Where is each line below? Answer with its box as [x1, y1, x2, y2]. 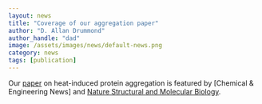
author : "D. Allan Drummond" [8, 26, 105, 34]
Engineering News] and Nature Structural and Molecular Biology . [8, 86, 221, 96]
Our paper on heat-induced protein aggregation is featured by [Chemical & [8, 78, 254, 88]
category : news [8, 49, 59, 57]
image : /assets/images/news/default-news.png [8, 42, 162, 50]
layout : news [8, 11, 52, 20]
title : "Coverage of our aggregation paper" [8, 19, 159, 27]
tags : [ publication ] [8, 57, 77, 65]
